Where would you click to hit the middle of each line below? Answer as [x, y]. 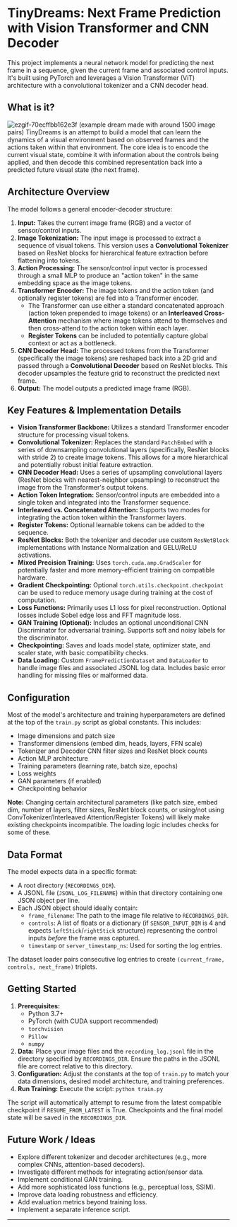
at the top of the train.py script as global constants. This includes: [104, 722]
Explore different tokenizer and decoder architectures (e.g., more [112, 1157]
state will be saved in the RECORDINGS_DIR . [67, 1117]
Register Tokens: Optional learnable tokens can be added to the [111, 525]
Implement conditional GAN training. [70, 1179]
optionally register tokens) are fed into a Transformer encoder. [108, 298]
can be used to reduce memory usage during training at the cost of [115, 593]
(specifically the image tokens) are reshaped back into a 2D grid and [117, 358]
